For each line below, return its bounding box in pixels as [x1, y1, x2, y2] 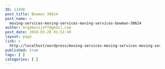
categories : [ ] [5, 57, 38, 62]
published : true [5, 48, 38, 52]
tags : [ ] [5, 52, 26, 57]
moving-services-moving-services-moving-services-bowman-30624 [9, 20, 141, 26]
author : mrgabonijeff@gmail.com [5, 25, 71, 30]
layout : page [5, 34, 32, 39]
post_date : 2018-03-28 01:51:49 [5, 30, 71, 34]
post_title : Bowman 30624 [5, 12, 58, 17]
